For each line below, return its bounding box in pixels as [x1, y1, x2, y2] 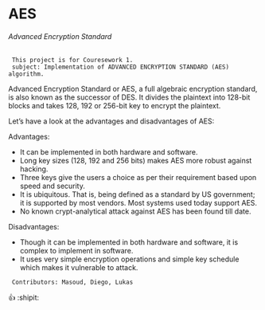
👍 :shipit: [8, 292, 40, 303]
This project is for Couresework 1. [11, 57, 134, 65]
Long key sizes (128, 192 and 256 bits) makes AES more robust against [19, 156, 252, 166]
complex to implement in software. [19, 246, 134, 256]
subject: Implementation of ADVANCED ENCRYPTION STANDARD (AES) [11, 63, 229, 72]
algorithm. [8, 70, 45, 78]
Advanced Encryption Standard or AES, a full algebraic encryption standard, [8, 84, 258, 94]
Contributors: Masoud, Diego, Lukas [11, 278, 134, 287]
